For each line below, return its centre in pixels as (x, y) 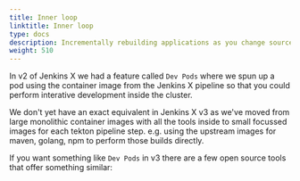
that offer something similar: (61, 168)
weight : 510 (31, 51)
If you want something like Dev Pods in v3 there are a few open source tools (148, 158)
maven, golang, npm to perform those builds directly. (107, 141)
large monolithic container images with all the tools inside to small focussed (148, 122)
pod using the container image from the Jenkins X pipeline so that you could (150, 86)
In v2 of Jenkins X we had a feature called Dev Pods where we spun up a (142, 76)
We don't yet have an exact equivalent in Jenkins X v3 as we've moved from (150, 112)
